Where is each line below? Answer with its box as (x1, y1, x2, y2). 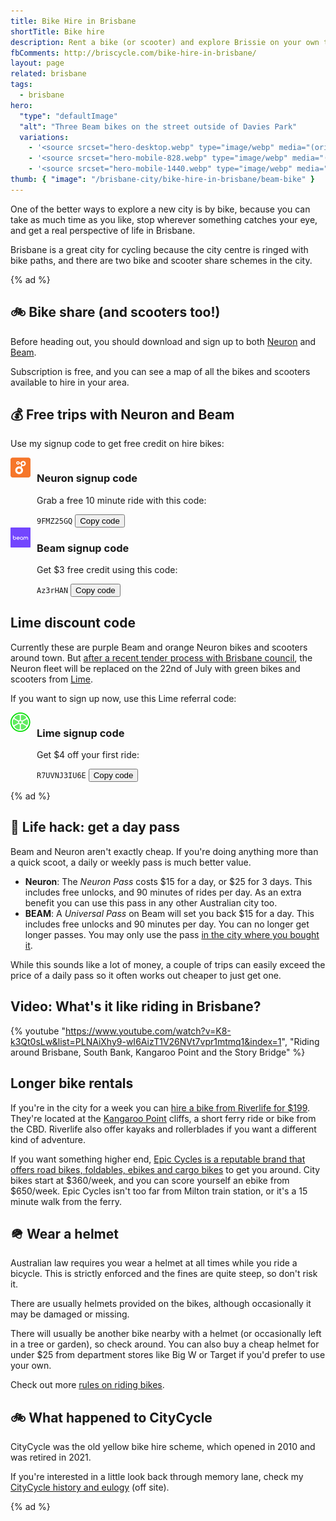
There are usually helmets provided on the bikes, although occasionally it (10, 1298, 312, 1310)
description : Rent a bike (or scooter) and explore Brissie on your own (10, 37, 320, 47)
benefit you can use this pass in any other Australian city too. (24, 896, 278, 909)
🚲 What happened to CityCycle (10, 1409, 213, 1426)
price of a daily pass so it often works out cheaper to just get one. (10, 969, 282, 981)
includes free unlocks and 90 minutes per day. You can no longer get (24, 918, 310, 930)
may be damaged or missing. (10, 1308, 130, 1320)
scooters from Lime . (10, 673, 93, 685)
